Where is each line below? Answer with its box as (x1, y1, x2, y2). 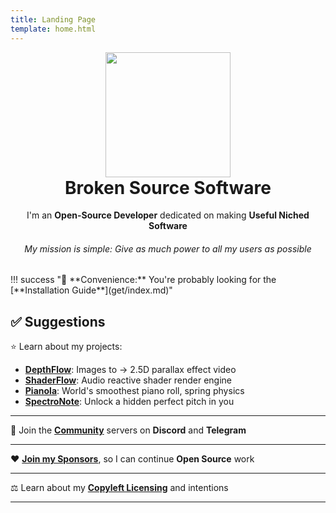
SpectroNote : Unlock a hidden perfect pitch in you (24, 396, 235, 408)
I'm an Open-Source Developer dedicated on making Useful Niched (26, 209, 310, 221)
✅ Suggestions (10, 313, 106, 330)
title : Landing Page (10, 14, 97, 25)
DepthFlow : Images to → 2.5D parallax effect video (24, 364, 237, 376)
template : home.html (10, 24, 97, 34)
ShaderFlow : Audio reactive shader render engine (24, 374, 232, 386)
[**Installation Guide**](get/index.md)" (10, 284, 173, 296)
